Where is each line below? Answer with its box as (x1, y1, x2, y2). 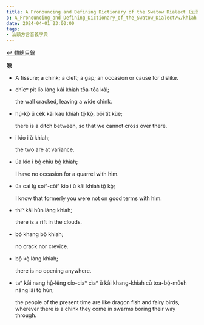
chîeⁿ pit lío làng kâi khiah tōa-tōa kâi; (15, 86, 109, 93)
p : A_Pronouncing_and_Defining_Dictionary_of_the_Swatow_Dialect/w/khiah (6, 15, 197, 21)
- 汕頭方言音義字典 (6, 32, 49, 38)
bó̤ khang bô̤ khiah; (15, 230, 64, 238)
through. (15, 312, 37, 319)
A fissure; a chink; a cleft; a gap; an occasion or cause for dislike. (15, 74, 179, 82)
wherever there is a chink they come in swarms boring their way (15, 305, 176, 313)
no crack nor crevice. (15, 243, 69, 250)
